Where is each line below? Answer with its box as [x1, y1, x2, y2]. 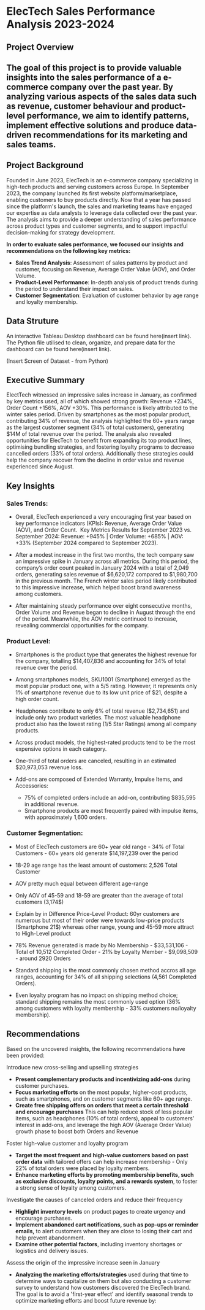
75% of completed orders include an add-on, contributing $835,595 [24, 794, 196, 802]
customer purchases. [15, 1082, 69, 1089]
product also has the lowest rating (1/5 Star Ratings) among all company [15, 720, 197, 728]
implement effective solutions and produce [6, 120, 174, 130]
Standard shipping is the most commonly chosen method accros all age [15, 966, 196, 974]
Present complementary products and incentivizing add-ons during [15, 1076, 191, 1083]
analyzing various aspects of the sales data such [6, 91, 197, 102]
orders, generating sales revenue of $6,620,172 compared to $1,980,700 [15, 571, 198, 578]
